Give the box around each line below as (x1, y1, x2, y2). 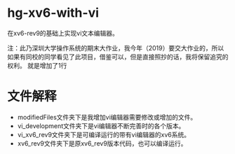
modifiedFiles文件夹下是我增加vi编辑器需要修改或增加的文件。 (17, 113, 197, 121)
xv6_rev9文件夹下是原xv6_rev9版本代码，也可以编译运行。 (17, 139, 187, 148)
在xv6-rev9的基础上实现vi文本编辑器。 (7, 29, 119, 37)
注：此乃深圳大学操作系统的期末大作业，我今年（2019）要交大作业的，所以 (7, 43, 224, 52)
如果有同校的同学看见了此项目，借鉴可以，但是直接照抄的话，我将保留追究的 (7, 52, 229, 61)
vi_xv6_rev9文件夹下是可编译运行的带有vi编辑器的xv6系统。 (17, 130, 191, 139)
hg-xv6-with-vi (7, 5, 100, 21)
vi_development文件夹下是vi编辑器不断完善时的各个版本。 (17, 121, 185, 130)
